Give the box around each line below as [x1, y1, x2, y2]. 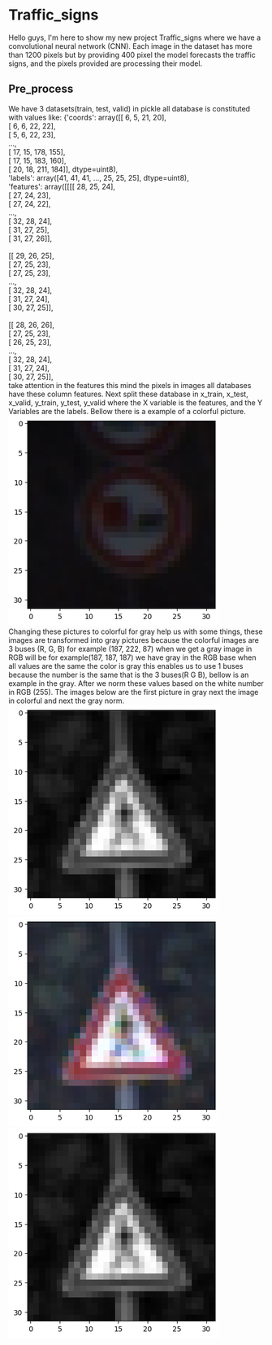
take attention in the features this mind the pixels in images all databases [8, 380, 252, 390]
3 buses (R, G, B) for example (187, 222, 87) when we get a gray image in [8, 644, 253, 653]
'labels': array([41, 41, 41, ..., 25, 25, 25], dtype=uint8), [8, 172, 189, 182]
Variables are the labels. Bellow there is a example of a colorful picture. [8, 406, 246, 416]
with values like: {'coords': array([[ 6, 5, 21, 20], [8, 112, 166, 122]
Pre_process [8, 82, 74, 96]
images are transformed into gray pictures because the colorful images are [8, 635, 260, 644]
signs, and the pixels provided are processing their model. [8, 59, 203, 68]
